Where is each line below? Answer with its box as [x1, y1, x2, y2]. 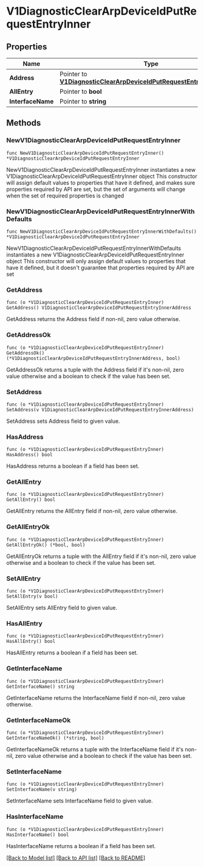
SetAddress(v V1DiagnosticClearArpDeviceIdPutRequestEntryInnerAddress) [6, 406, 194, 412]
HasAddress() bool [6, 452, 53, 458]
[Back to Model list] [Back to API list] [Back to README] [6, 854, 146, 862]
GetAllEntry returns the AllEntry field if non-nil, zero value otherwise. [6, 508, 178, 515]
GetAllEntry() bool [6, 497, 56, 503]
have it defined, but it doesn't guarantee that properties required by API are [6, 264, 194, 271]
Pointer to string [59, 97, 106, 105]
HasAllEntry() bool [6, 639, 56, 645]
